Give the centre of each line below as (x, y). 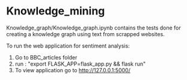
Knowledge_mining (56, 11)
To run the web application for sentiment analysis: (68, 46)
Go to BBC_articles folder (46, 57)
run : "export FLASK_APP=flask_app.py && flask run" (80, 64)
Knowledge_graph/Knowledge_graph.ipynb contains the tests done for (94, 28)
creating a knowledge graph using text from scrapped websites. (86, 34)
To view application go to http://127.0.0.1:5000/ (72, 70)
